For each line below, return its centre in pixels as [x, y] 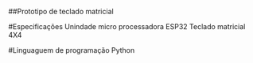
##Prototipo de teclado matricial [61, 11]
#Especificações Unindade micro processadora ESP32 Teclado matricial [127, 26]
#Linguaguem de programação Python [72, 50]
